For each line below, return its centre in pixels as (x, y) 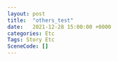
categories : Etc (31, 33)
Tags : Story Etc (31, 40)
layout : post (26, 14)
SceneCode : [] (28, 46)
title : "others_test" (40, 20)
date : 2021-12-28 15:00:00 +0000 (59, 27)
